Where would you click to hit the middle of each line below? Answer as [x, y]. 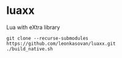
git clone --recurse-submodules [47, 38]
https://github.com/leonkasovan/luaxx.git [61, 43]
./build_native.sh [30, 49]
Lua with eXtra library [33, 27]
